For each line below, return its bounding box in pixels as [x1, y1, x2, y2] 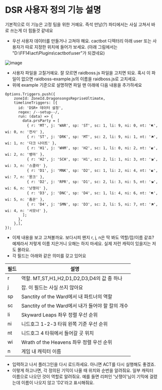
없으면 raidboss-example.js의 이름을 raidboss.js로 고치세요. [21, 76, 137, 82]
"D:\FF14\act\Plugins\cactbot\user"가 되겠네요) [12, 50, 105, 56]
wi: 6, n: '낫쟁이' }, [5, 186, 48, 190]
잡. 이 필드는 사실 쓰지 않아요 [21, 284, 83, 291]
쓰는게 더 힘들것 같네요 [10, 27, 54, 33]
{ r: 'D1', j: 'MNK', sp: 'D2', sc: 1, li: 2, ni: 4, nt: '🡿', [26, 168, 158, 173]
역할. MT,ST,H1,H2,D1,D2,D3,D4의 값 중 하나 [21, 275, 123, 281]
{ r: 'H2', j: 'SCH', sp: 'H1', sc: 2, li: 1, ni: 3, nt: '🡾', [26, 157, 158, 162]
